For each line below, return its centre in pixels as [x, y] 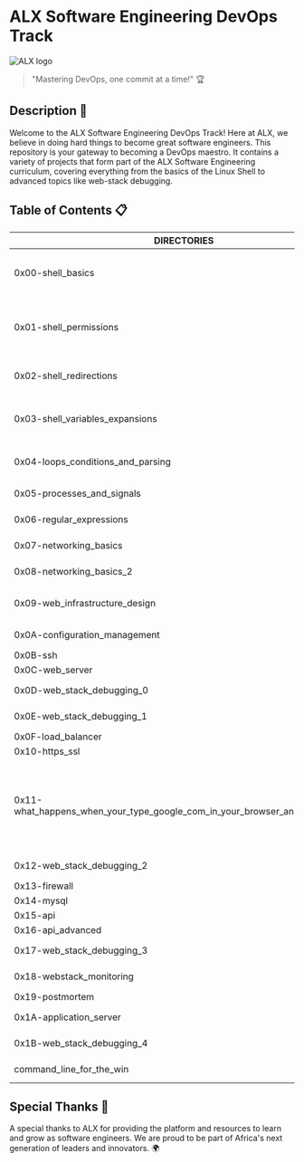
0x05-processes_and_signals [78, 493]
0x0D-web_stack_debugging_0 [81, 690]
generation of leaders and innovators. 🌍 [85, 1148]
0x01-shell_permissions [66, 327]
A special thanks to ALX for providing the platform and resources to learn [146, 1129]
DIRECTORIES [184, 240]
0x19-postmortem [54, 996]
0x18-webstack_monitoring [74, 976]
